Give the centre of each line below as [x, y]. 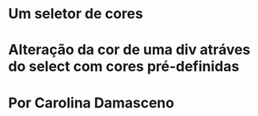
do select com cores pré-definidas [124, 67]
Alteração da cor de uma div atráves [129, 50]
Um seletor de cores [76, 14]
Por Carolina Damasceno [91, 103]
